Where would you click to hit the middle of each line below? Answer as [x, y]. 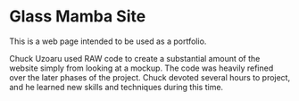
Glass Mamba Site [78, 17]
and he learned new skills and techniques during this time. [116, 87]
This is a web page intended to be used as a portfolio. [108, 41]
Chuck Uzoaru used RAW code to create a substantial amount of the [135, 58]
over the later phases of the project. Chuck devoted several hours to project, [150, 77]
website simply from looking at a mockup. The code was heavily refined [141, 68]
